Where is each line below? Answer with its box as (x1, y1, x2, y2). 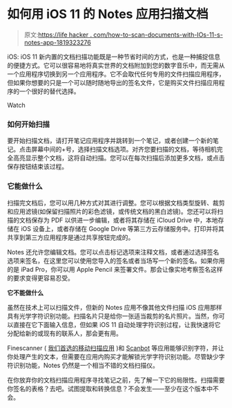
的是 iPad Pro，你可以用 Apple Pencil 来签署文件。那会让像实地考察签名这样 (7, 265, 223, 273)
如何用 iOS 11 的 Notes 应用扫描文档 (7, 6, 209, 22)
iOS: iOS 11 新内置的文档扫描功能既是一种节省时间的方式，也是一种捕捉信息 (7, 53, 221, 61)
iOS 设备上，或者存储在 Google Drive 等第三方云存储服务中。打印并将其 (20, 224, 224, 232)
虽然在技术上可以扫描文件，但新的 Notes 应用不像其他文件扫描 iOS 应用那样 (7, 303, 222, 311)
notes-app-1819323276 (23, 38, 91, 46)
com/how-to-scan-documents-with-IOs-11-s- (93, 30, 223, 39)
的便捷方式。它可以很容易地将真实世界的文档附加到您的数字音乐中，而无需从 (7, 61, 225, 69)
